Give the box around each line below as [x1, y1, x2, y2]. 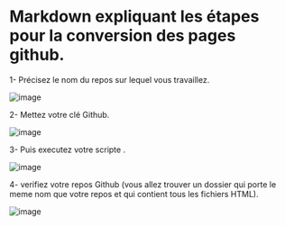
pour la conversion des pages [9, 25, 236, 46]
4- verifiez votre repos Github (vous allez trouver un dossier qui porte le [9, 178, 277, 190]
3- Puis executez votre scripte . [9, 144, 126, 155]
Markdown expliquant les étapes [9, 6, 260, 27]
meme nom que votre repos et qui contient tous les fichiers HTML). [9, 188, 259, 199]
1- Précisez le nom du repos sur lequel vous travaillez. [9, 74, 210, 85]
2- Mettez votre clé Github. [9, 109, 110, 120]
